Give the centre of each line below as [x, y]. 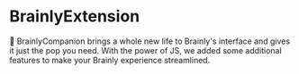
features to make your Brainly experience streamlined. [110, 60]
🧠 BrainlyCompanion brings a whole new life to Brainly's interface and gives [150, 41]
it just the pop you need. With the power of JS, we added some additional [145, 50]
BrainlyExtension [75, 16]
